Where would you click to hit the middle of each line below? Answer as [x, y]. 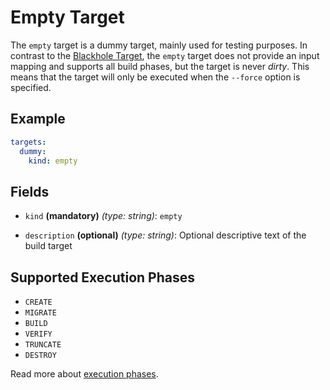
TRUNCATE [43, 345]
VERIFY [38, 334]
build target [48, 246]
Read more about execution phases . [84, 374]
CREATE [38, 302]
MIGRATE [40, 313]
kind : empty [53, 161]
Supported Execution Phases [103, 277]
